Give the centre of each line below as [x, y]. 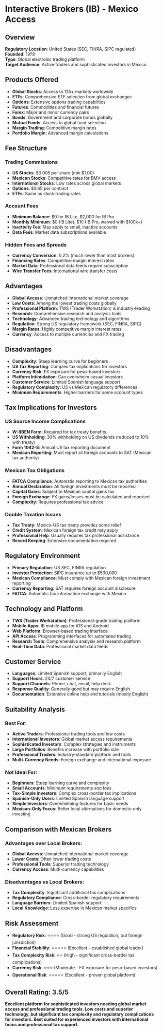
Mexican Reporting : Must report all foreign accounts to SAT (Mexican [82, 453]
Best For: [16, 723]
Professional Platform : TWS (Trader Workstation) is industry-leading [81, 308]
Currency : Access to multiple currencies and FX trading [68, 334]
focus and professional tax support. [42, 1025]
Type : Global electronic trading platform [45, 59]
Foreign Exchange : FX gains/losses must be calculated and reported [81, 497]
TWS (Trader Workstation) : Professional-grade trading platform [76, 620]
